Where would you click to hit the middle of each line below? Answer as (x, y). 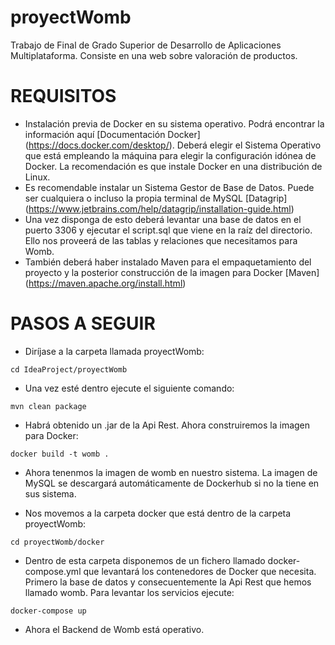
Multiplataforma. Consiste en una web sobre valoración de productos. (154, 55)
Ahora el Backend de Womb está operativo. (114, 629)
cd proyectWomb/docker (57, 542)
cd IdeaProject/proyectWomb (69, 369)
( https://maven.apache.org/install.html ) (105, 283)
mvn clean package (48, 406)
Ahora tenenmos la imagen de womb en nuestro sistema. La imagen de (171, 472)
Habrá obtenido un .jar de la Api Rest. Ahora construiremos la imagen (167, 425)
